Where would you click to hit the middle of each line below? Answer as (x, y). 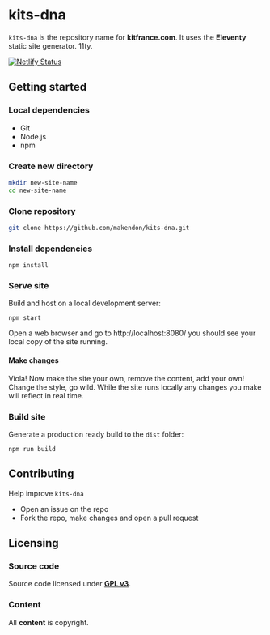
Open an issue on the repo (64, 509)
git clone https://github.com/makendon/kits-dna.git (99, 228)
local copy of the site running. (58, 342)
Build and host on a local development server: (85, 303)
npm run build (32, 449)
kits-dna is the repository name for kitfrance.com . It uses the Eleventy (127, 37)
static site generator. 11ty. (51, 45)
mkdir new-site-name (43, 183)
